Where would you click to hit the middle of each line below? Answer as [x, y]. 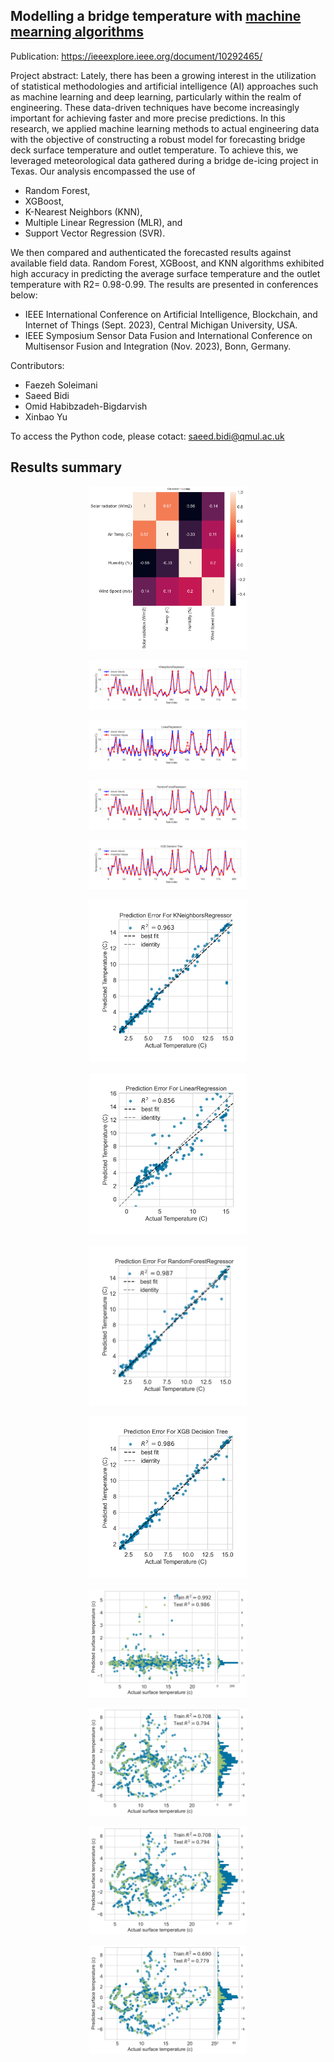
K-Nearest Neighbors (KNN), [83, 211]
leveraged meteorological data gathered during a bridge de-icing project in [164, 160]
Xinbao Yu [46, 416]
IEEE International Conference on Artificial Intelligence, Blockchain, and [171, 314]
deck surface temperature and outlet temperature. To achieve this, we [154, 150]
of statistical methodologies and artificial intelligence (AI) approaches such [164, 86]
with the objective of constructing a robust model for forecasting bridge [158, 139]
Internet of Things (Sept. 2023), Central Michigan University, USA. [161, 325]
